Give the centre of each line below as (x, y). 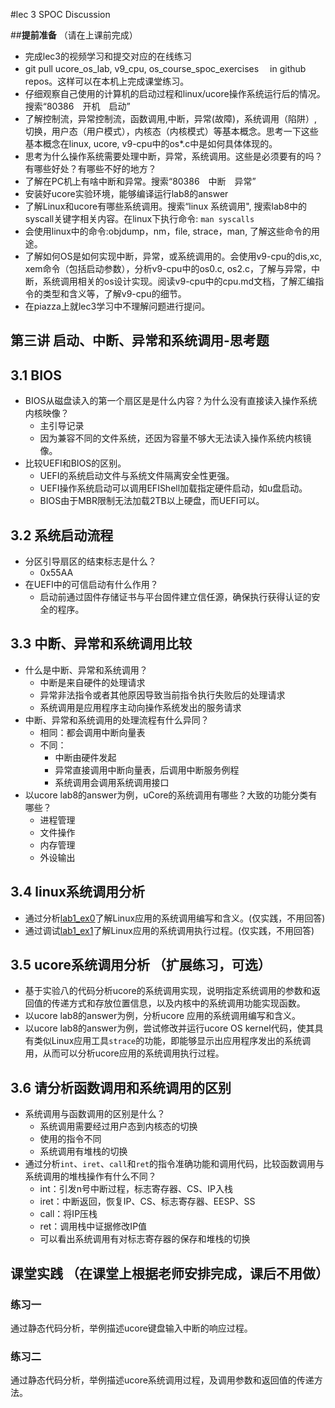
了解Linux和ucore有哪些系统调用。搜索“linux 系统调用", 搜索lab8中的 (166, 206)
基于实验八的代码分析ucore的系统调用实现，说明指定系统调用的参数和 (168, 991)
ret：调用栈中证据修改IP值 (93, 1226)
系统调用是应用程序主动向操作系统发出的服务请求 (140, 707)
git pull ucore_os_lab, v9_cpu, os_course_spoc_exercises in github (165, 68)
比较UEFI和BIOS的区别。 (75, 463)
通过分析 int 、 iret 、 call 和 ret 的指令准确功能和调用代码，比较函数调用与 (174, 1164)
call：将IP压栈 (68, 1214)
